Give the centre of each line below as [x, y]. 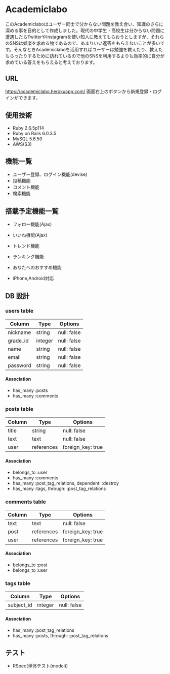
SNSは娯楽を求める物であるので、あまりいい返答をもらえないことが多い [85, 43]
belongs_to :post [30, 565]
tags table [18, 583]
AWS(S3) [22, 144]
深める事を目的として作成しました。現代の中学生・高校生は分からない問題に [85, 30]
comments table [26, 502]
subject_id [20, 605]
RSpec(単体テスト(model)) [40, 666]
